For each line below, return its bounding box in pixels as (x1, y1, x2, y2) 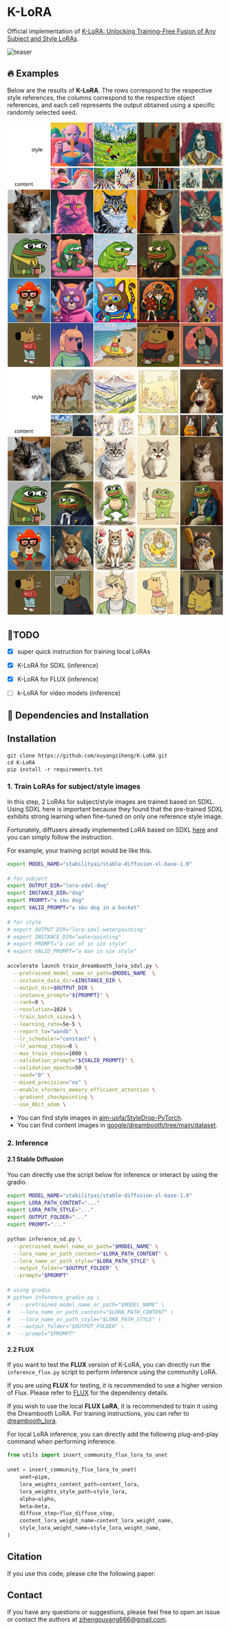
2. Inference (7, 1138, 49, 1147)
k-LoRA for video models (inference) (17, 689, 121, 698)
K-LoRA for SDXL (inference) (17, 661, 98, 670)
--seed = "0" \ (13, 1072, 51, 1079)
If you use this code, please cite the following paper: (7, 1569, 156, 1578)
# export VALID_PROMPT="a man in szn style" (7, 948, 137, 955)
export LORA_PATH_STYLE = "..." (7, 1207, 94, 1214)
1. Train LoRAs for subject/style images (7, 782, 141, 792)
